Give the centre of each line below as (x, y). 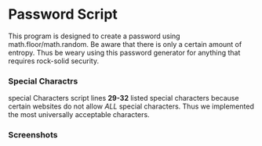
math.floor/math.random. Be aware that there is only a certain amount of (125, 44)
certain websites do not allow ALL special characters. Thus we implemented (131, 106)
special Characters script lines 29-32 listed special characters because (124, 98)
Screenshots (33, 135)
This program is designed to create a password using (94, 36)
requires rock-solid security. (54, 61)
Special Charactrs (43, 81)
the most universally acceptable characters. (79, 115)
